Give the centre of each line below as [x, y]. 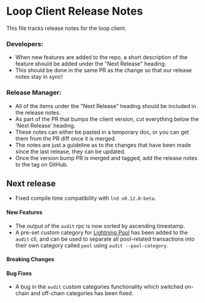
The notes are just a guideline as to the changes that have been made [103, 145]
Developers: [25, 44]
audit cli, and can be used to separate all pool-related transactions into [105, 239]
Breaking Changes [30, 259]
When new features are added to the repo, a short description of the [101, 57]
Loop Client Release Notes [75, 11]
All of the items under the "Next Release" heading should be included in [106, 106]
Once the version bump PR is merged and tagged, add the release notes [106, 158]
